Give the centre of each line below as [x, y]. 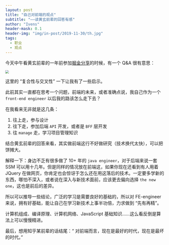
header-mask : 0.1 [24, 29]
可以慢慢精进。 [30, 220]
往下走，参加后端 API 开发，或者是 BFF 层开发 [60, 126]
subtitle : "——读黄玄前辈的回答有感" [40, 19]
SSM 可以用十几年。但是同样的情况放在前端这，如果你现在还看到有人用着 [82, 167]
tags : [11, 39]
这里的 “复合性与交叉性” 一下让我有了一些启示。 [55, 81]
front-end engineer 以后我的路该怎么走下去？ [53, 98]
